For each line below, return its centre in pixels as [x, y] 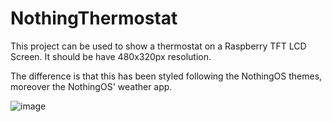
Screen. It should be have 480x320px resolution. [111, 56]
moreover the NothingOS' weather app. [91, 86]
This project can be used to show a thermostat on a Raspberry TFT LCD [158, 46]
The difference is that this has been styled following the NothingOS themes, [166, 76]
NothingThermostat [94, 18]
